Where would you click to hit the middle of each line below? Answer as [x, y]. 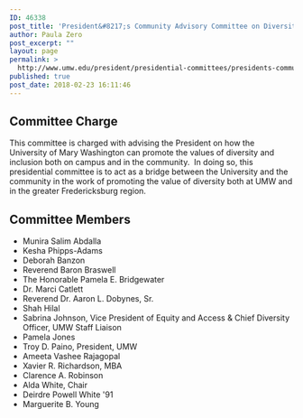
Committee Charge [64, 121]
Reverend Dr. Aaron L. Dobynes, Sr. [88, 299]
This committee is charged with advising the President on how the [132, 143]
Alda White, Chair [55, 385]
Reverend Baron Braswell [69, 270]
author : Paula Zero [46, 34]
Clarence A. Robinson [63, 376]
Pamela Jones [49, 337]
